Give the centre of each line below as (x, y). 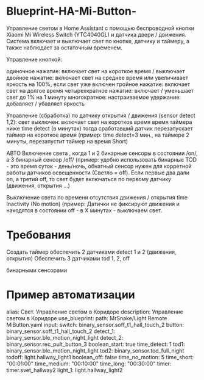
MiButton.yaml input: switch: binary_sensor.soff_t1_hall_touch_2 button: (95, 324)
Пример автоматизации (71, 295)
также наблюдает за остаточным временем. (65, 48)
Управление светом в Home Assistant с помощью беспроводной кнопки (100, 28)
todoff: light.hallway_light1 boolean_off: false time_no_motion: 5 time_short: (100, 357)
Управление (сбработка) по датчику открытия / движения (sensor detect (101, 115)
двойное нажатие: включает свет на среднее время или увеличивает (97, 77)
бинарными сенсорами (37, 270)
